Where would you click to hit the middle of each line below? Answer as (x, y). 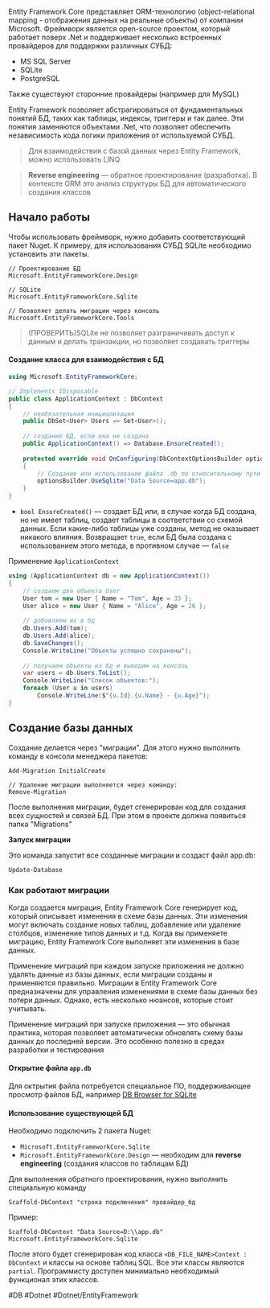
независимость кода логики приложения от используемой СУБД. (121, 135)
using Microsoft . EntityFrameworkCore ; (73, 377)
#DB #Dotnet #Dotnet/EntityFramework (74, 1295)
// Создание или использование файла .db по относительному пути (149, 474)
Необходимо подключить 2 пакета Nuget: (80, 1131)
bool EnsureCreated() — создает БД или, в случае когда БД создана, (138, 512)
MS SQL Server (45, 61)
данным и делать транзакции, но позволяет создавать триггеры (139, 341)
